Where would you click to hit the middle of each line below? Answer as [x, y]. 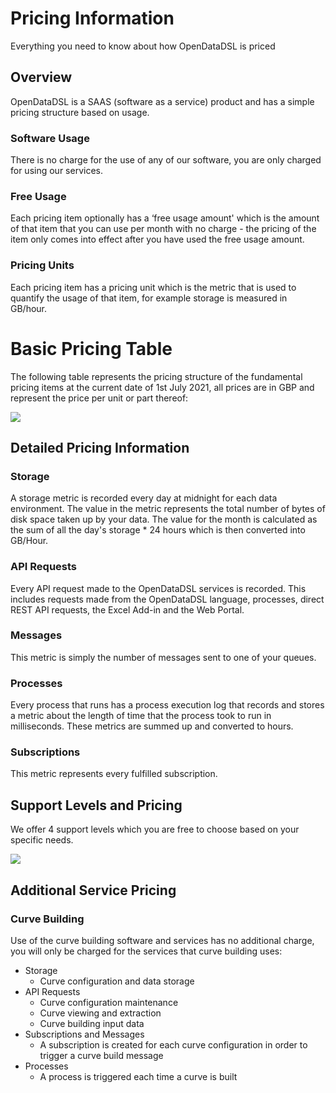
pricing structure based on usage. [80, 112]
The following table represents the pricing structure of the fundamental [156, 376]
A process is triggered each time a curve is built [138, 1076]
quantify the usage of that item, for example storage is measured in [149, 298]
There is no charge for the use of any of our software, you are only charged [166, 160]
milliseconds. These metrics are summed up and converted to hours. [152, 726]
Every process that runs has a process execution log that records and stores [167, 705]
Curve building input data [92, 1023]
